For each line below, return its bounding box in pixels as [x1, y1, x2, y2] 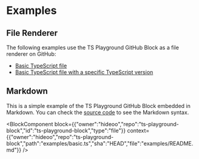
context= [127, 127, 150, 134]
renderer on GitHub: [6, 50, 56, 58]
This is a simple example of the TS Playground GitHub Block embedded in [6, 102, 191, 109]
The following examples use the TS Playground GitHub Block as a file [6, 44, 179, 51]
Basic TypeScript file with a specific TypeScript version [15, 69, 153, 76]
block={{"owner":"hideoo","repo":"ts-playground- [54, 120, 179, 127]
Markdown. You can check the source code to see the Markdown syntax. [6, 109, 189, 116]
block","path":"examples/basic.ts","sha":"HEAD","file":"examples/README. [6, 140, 194, 147]
